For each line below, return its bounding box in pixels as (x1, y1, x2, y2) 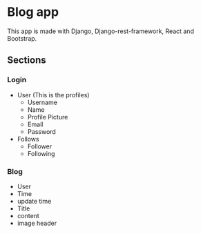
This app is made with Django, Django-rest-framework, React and (7, 27, 195, 35)
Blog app (7, 4, 59, 20)
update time (17, 197, 52, 205)
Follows (17, 135, 39, 143)
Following (27, 149, 55, 157)
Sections (7, 55, 46, 66)
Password (27, 127, 57, 135)
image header (17, 219, 57, 227)
